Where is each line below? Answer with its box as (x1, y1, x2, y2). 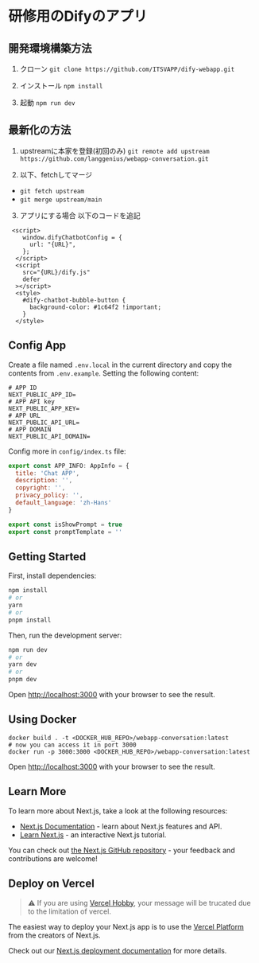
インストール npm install (19, 81, 103, 90)
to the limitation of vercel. (27, 906, 111, 916)
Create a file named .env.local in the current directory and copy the (8, 360, 233, 369)
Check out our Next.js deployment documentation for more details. (8, 945, 227, 955)
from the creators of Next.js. (8, 930, 101, 940)
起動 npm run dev (19, 98, 75, 107)
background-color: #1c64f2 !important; (29, 303, 161, 311)
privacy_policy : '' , (15, 491, 83, 500)
